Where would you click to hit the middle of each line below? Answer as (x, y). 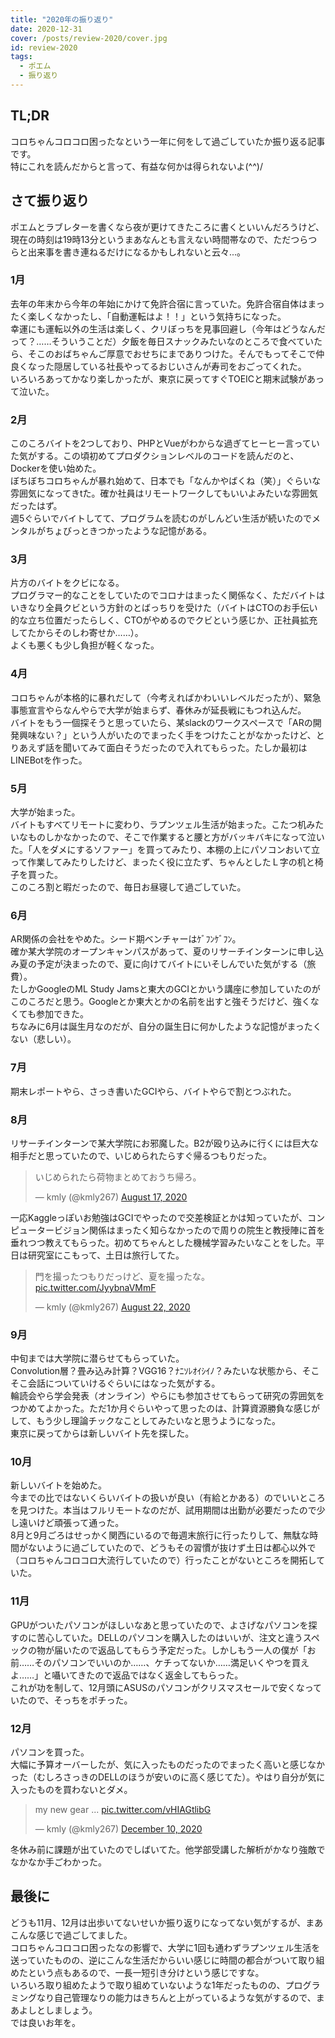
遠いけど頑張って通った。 (71, 1523)
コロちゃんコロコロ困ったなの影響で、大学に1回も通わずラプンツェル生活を (165, 1947)
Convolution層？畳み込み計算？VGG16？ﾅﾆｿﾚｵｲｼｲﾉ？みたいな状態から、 (156, 1371)
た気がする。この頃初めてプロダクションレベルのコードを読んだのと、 (155, 456)
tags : (21, 57)
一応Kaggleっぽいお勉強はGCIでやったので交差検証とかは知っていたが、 (159, 1217)
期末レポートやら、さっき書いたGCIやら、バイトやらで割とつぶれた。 (153, 1091)
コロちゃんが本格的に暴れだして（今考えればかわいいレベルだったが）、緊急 (166, 697)
